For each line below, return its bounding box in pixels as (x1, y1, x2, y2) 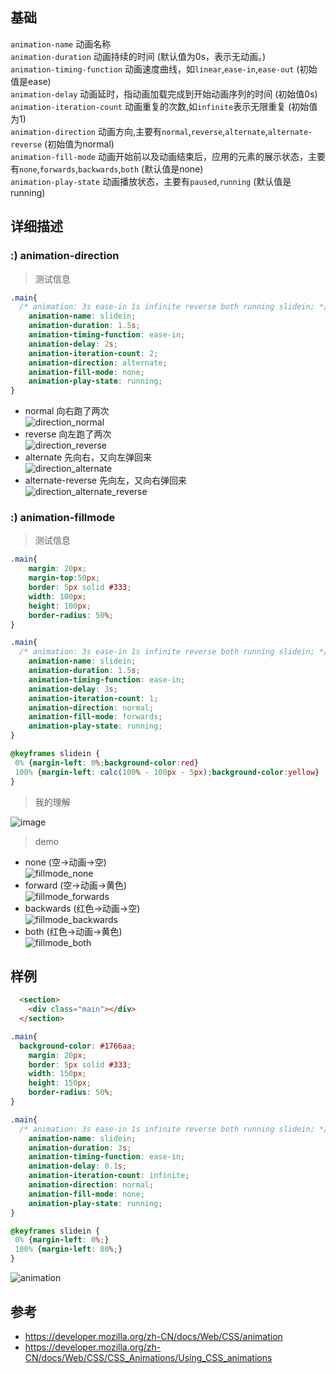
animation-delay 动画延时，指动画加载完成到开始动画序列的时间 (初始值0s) (10, 88, 318, 100)
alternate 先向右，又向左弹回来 (24, 451, 153, 463)
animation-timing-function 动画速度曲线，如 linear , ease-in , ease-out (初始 (10, 63, 318, 75)
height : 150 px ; (28, 1078, 92, 1088)
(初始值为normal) (44, 138, 115, 150)
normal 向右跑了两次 (24, 405, 110, 417)
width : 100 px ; (28, 591, 87, 602)
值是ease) (10, 75, 52, 87)
